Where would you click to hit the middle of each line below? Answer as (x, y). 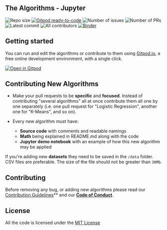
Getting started (29, 41)
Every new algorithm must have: (45, 121)
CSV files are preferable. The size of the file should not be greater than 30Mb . (83, 162)
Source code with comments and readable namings (73, 131)
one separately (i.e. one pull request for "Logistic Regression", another (85, 106)
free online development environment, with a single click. (64, 58)
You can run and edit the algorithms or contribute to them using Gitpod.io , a (83, 53)
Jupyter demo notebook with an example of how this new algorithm (90, 142)
